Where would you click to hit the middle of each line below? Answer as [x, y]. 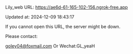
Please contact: [21, 36]
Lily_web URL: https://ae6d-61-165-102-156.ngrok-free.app [66, 7]
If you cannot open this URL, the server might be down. [63, 26]
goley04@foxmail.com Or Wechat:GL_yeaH [50, 46]
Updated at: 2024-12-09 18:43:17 [40, 17]
